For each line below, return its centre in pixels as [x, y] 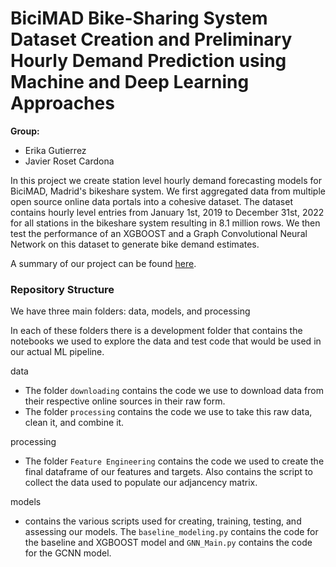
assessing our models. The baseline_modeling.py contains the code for [171, 532]
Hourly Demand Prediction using [148, 61]
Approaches [62, 103]
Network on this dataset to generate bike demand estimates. [135, 244]
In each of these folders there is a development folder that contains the [156, 331]
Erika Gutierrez [55, 150]
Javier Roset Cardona [69, 161]
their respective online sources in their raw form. [125, 401]
